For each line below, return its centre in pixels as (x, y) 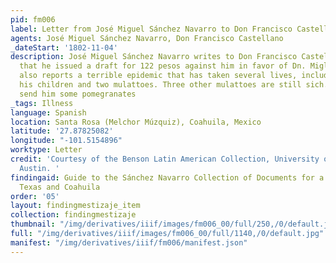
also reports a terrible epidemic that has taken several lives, (158, 76)
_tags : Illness (42, 103)
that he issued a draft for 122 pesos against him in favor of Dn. (163, 66)
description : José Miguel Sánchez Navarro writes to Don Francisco (154, 57)
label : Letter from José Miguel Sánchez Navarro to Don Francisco (151, 29)
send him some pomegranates (78, 94)
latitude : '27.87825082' (62, 131)
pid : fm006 (33, 19)
